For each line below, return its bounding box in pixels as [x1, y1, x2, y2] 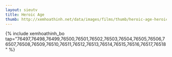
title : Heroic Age [5, 12, 45, 17]
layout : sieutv [5, 7, 38, 13]
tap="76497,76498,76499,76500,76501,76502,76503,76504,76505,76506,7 [5, 36, 165, 42]
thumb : [5, 17, 19, 22]
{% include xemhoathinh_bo [5, 31, 65, 37]
